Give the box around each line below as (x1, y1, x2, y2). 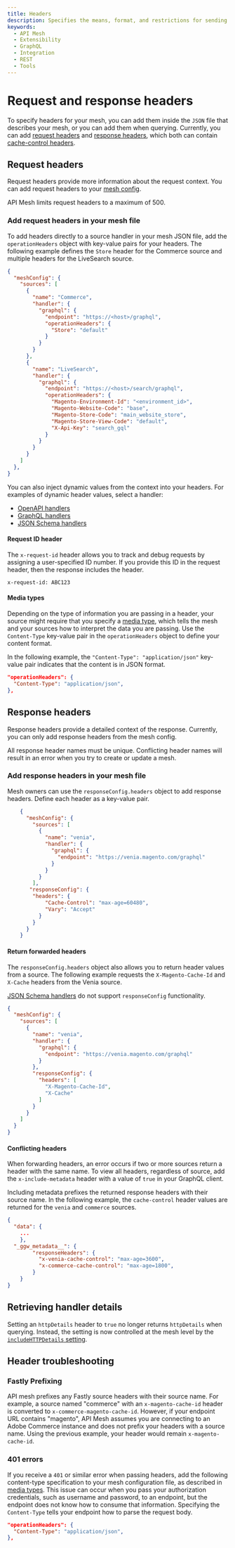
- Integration (13, 50, 55, 57)
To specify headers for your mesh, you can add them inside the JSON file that (7, 116, 229, 124)
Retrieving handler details (7, 1302, 123, 1314)
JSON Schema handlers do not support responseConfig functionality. (7, 991, 206, 1000)
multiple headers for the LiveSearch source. (7, 254, 135, 263)
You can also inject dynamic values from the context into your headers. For (7, 482, 224, 491)
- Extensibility (13, 37, 61, 44)
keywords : (7, 23, 36, 30)
